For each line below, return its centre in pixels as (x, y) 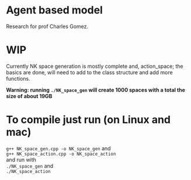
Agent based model (55, 10)
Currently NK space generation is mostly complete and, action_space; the (95, 66)
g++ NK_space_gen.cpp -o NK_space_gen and (58, 148)
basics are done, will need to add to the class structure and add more (90, 72)
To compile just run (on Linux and (88, 120)
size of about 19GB (29, 96)
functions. (18, 78)
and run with (21, 160)
